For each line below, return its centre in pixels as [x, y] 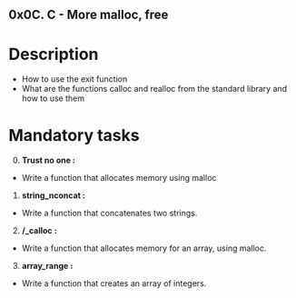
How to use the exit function [74, 79]
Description [54, 54]
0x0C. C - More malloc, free [89, 15]
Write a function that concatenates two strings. [109, 214]
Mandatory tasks [74, 135]
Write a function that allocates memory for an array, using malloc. [144, 248]
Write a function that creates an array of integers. [114, 283]
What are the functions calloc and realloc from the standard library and [154, 89]
